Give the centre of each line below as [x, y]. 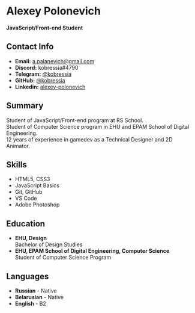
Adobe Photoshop [37, 205]
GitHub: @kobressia [40, 80]
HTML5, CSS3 [32, 179]
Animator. [18, 146]
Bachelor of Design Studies [49, 244]
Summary [25, 106]
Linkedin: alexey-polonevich [50, 87]
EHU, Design [31, 238]
